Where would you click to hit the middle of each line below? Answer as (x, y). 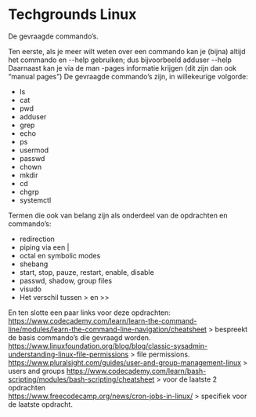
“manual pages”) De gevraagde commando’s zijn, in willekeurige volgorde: (128, 76)
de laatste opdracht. (40, 404)
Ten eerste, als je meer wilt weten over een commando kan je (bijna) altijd (127, 51)
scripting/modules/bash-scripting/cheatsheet (81, 379)
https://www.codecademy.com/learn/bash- (136, 371)
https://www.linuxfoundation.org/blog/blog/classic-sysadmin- (108, 346)
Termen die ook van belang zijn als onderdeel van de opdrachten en (118, 215)
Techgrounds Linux (72, 15)
